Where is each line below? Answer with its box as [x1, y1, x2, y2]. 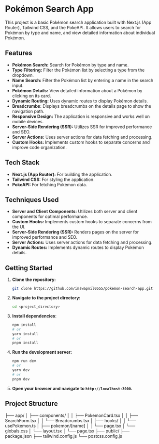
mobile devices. [12, 118, 44, 124]
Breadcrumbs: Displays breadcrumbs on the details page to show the [12, 103, 151, 109]
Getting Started [5, 263, 53, 272]
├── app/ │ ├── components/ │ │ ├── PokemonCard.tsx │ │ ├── [5, 412, 139, 418]
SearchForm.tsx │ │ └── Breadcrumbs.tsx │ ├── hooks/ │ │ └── [5, 417, 136, 423]
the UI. [12, 224, 26, 230]
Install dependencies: [12, 313, 57, 319]
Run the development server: [12, 349, 72, 355]
